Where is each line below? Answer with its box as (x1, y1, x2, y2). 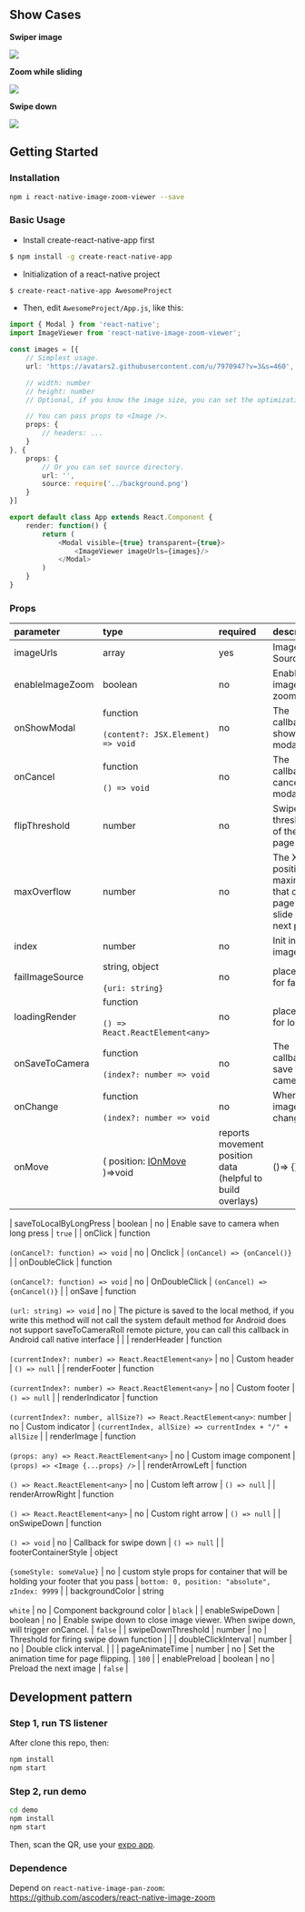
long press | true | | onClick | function (9, 1228, 151, 1239)
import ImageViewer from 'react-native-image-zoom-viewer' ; (9, 329, 242, 338)
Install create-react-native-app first (22, 234, 155, 245)
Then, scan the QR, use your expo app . (9, 1838, 156, 1850)
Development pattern (9, 1689, 133, 1705)
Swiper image (9, 31, 63, 42)
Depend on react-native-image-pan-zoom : (9, 1882, 165, 1893)
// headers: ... (42, 429, 103, 438)
